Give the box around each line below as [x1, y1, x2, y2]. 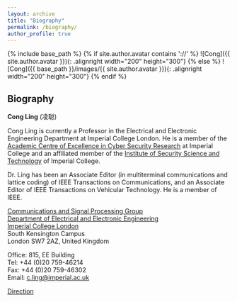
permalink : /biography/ [7, 23, 78, 30]
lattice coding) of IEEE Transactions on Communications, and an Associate [7, 178, 225, 186]
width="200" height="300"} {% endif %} [7, 72, 127, 81]
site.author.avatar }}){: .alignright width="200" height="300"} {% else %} [7, 57, 221, 66]
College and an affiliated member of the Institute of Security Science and [7, 150, 220, 158]
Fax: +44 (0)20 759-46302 [7, 266, 86, 274]
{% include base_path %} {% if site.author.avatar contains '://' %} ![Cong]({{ [7, 50, 231, 58]
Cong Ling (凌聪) [7, 113, 57, 121]
